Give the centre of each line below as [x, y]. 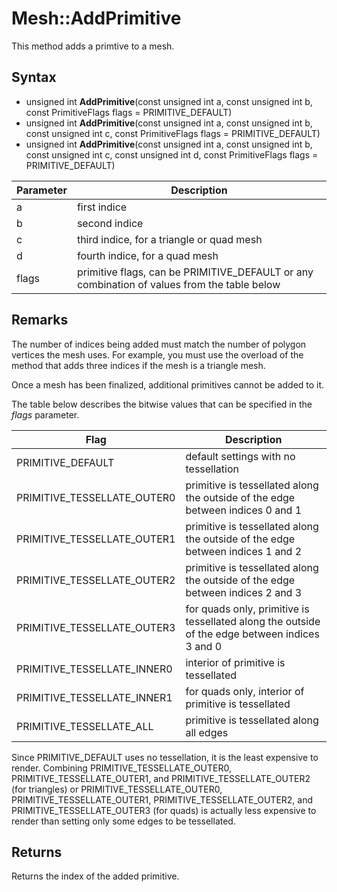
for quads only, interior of [245, 691]
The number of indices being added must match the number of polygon [159, 344]
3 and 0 [204, 646]
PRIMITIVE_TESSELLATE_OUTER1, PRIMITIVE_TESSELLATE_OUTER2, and [162, 799]
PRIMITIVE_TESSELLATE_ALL [85, 726]
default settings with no [240, 456]
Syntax [34, 77]
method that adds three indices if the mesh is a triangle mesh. [138, 365]
